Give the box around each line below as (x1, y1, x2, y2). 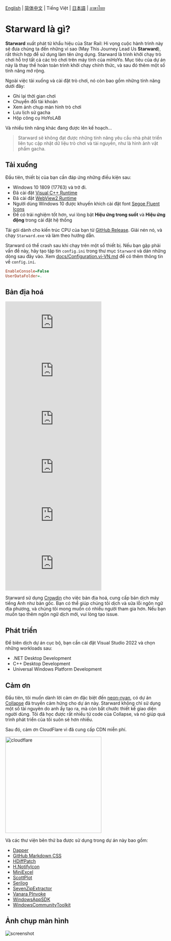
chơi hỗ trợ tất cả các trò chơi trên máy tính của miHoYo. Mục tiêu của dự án (5, 57, 166, 63)
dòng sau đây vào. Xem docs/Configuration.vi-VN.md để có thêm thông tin (5, 253, 163, 259)
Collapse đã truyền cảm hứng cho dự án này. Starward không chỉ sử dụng (5, 700, 161, 706)
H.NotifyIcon (12, 863, 40, 870)
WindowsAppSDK (12, 896, 51, 902)
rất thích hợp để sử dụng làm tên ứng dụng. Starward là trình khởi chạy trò (5, 51, 162, 57)
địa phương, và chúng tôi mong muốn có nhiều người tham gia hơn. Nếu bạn (5, 606, 166, 612)
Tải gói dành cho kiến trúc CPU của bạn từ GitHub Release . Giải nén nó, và (5, 227, 162, 233)
